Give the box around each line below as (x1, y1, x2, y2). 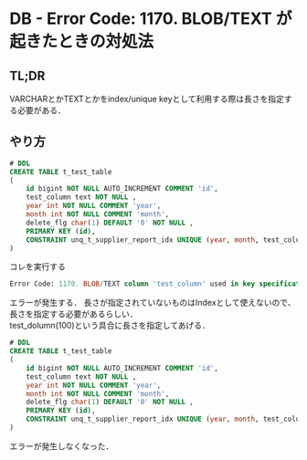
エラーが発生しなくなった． (9, 440, 114, 452)
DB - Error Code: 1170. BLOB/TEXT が (9, 8, 292, 29)
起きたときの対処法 (9, 31, 154, 52)
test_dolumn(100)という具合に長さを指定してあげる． (9, 320, 210, 331)
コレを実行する (9, 261, 66, 272)
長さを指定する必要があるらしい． (9, 308, 138, 319)
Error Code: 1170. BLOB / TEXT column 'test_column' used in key (9, 279, 256, 288)
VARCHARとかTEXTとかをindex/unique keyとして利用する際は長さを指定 (9, 93, 285, 104)
